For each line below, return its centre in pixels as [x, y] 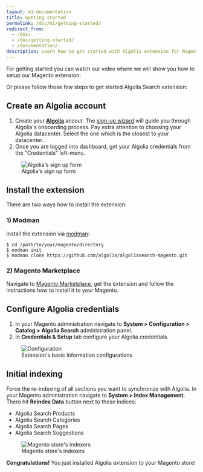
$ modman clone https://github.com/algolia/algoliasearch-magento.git [97, 255]
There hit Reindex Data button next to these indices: [72, 402]
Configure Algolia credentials [63, 309]
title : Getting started [36, 18]
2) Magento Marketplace [43, 271]
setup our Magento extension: [44, 75]
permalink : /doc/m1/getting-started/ [54, 23]
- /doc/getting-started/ [43, 40]
